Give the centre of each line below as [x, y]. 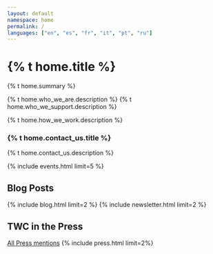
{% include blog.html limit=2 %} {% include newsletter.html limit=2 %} [107, 205]
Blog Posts [31, 188]
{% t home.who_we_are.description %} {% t [70, 99]
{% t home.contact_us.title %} [59, 138]
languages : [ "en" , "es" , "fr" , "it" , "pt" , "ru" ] [80, 33]
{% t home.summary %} [41, 86]
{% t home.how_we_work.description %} [65, 120]
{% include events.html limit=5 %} [56, 166]
